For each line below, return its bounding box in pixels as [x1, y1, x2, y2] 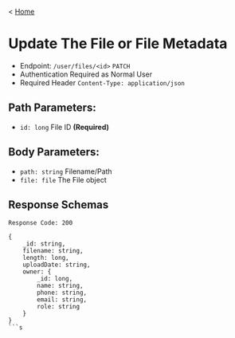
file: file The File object [19, 175, 107, 184]
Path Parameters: [8, 101, 97, 115]
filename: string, [22, 247, 84, 255]
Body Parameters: [8, 145, 100, 159]
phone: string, [37, 289, 88, 297]
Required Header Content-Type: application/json [19, 77, 185, 87]
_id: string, [22, 240, 66, 248]
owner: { [22, 268, 52, 276]
